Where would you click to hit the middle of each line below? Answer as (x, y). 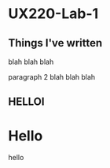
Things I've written (55, 43)
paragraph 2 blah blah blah (52, 77)
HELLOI (26, 102)
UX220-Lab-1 (53, 14)
